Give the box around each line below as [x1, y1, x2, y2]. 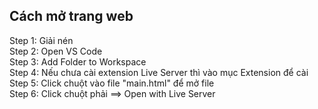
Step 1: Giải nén [9, 34, 74, 46]
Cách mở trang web [9, 8, 134, 25]
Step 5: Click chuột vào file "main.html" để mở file [9, 77, 215, 89]
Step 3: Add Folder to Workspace [9, 55, 147, 68]
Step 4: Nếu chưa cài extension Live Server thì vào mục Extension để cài [9, 66, 309, 78]
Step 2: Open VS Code [9, 45, 103, 57]
